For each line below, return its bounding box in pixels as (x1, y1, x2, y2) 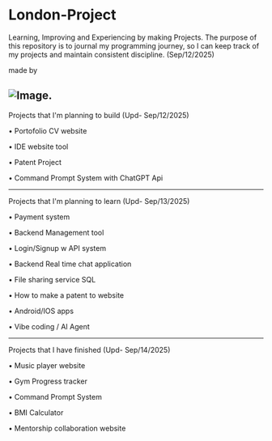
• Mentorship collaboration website (8, 423, 126, 433)
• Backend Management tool (8, 227, 104, 237)
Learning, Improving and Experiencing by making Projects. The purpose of (8, 32, 257, 42)
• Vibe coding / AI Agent (8, 321, 91, 331)
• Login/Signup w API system (8, 243, 107, 252)
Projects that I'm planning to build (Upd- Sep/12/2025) (8, 110, 189, 120)
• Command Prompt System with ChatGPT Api (8, 172, 164, 183)
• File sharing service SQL (8, 274, 96, 284)
